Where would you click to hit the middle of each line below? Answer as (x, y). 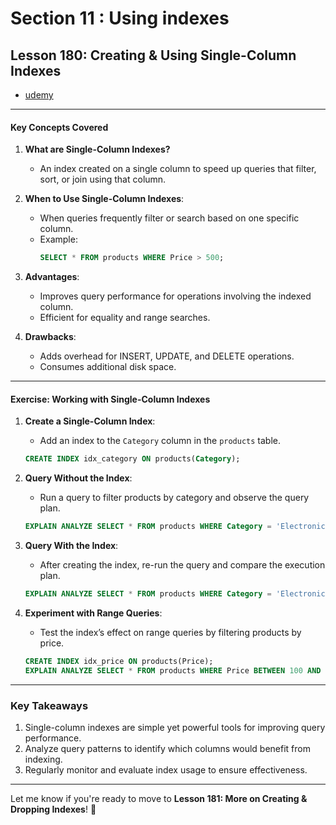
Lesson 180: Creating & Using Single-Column (153, 55)
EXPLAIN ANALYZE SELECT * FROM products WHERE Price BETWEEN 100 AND (173, 670)
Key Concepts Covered (59, 127)
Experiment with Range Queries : (93, 613)
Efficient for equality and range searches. (125, 318)
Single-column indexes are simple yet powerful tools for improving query (175, 727)
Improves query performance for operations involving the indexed (175, 296)
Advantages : (52, 277)
